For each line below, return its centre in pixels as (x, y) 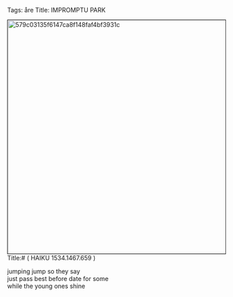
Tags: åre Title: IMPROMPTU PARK (56, 10)
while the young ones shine (46, 286)
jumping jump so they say (44, 271)
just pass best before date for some (58, 279)
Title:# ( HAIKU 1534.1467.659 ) (52, 258)
